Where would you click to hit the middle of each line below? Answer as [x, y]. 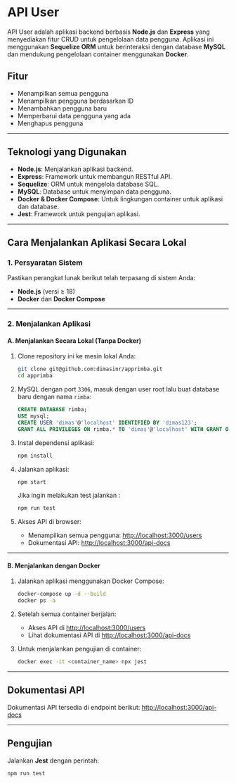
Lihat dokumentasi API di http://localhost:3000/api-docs [109, 635]
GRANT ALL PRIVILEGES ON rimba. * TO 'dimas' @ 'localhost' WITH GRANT [120, 429]
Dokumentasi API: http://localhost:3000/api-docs [99, 543]
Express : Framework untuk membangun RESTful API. [94, 176]
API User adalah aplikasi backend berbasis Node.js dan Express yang [109, 32]
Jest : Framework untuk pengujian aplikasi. [79, 214]
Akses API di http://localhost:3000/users [87, 628]
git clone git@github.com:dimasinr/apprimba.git [90, 369]
